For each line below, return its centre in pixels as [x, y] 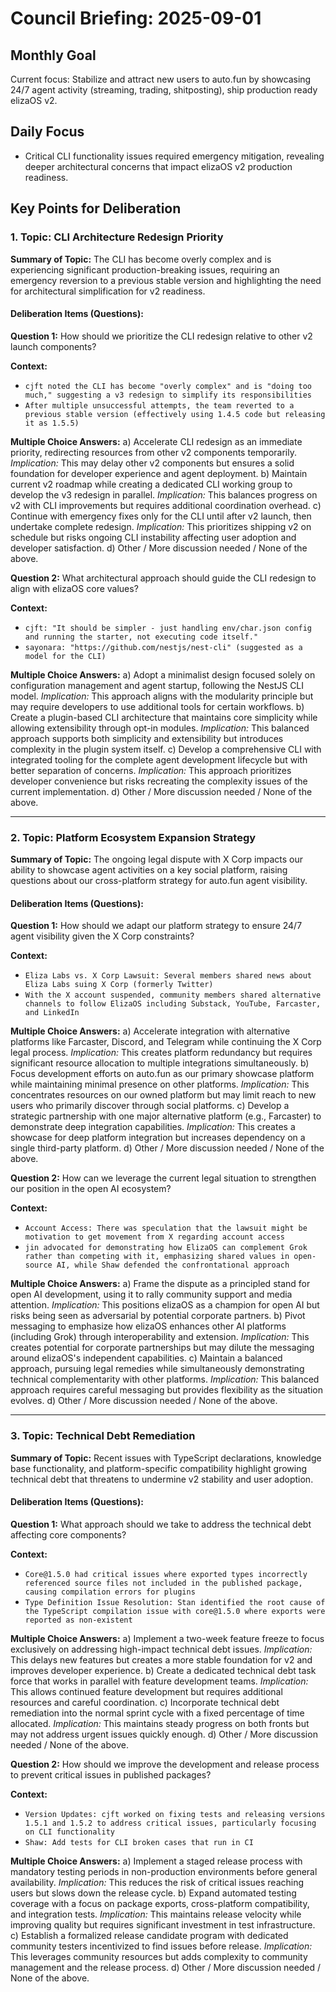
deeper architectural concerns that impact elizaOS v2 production [158, 166]
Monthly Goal [53, 55]
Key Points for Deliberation [96, 208]
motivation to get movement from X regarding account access [155, 1237]
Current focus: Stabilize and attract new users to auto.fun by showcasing [161, 79]
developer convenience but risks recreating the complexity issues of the [159, 781]
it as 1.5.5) [52, 423]
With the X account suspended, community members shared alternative [173, 995]
